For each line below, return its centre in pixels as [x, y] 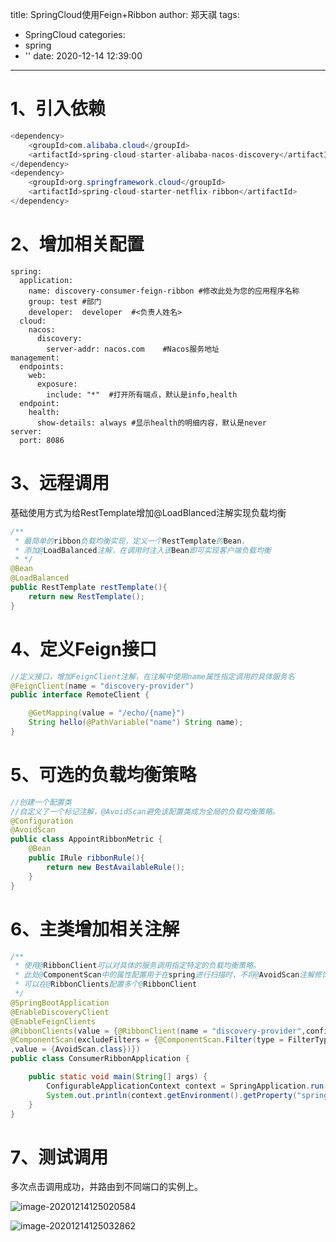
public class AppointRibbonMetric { [86, 839]
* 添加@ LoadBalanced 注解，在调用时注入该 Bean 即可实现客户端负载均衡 [143, 550]
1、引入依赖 [58, 109]
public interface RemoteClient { [80, 695]
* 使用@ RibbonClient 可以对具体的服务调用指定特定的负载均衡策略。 [137, 966]
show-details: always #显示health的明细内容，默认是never [151, 423]
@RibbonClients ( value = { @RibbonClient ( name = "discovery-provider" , [158, 1031]
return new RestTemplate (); [86, 596]
